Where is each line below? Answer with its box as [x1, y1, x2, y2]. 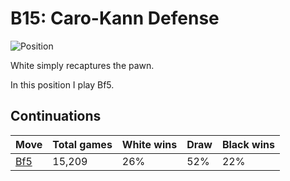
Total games [52, 137, 113, 151]
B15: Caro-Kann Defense [10, 7, 220, 30]
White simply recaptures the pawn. [10, 59, 155, 71]
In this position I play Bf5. [10, 78, 115, 91]
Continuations [10, 108, 102, 125]
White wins [121, 137, 178, 151]
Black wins [221, 137, 275, 151]
